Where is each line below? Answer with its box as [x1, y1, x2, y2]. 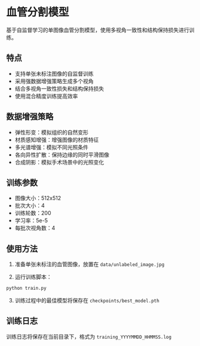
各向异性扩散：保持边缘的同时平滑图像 [14, 151, 109, 158]
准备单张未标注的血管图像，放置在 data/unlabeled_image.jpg [14, 261, 165, 268]
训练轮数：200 [14, 210, 51, 217]
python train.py [6, 285, 47, 292]
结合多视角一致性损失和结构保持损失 [14, 85, 104, 92]
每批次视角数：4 [14, 225, 56, 232]
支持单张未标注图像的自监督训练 [14, 70, 94, 77]
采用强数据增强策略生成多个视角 [14, 77, 94, 84]
